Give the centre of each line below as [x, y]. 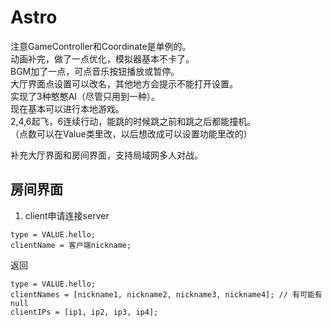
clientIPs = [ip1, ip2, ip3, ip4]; [84, 312]
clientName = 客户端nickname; [71, 245]
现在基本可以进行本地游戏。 [67, 108]
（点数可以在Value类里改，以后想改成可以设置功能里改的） [131, 133]
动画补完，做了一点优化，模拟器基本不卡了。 [102, 58]
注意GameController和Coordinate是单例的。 [101, 46]
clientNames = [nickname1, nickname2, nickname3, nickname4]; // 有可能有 [166, 294]
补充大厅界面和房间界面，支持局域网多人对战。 [106, 155]
